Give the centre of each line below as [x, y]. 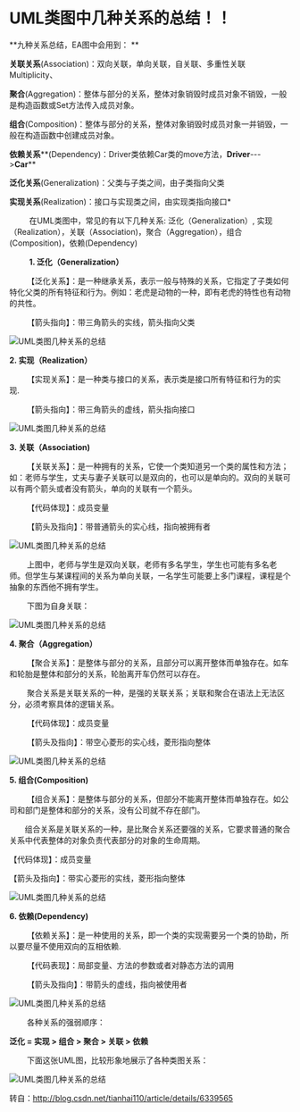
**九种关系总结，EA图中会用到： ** [75, 45]
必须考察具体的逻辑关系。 [71, 704]
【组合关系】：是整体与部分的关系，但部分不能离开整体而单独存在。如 [154, 798]
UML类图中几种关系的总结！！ [121, 18]
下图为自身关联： [58, 606]
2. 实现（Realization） [50, 360]
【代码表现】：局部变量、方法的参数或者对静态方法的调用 [130, 965]
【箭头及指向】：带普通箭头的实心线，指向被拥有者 [119, 526]
